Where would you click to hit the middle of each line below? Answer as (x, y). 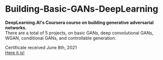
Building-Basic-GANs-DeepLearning (82, 9)
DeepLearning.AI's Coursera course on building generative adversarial (80, 22)
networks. (16, 27)
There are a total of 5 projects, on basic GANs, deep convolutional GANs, (79, 33)
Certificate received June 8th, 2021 (41, 47)
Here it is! (15, 53)
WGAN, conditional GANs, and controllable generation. (61, 38)
